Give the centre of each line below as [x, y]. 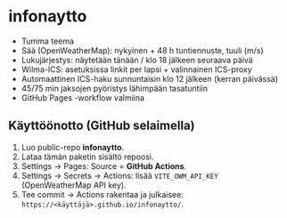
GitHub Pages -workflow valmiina [82, 97]
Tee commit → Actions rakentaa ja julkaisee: [102, 194]
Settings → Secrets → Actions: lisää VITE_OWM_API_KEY [120, 175]
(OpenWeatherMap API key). [74, 185]
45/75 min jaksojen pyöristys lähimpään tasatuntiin [115, 88]
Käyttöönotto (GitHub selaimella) [102, 126]
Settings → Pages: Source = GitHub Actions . [104, 166]
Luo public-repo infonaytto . [73, 147]
